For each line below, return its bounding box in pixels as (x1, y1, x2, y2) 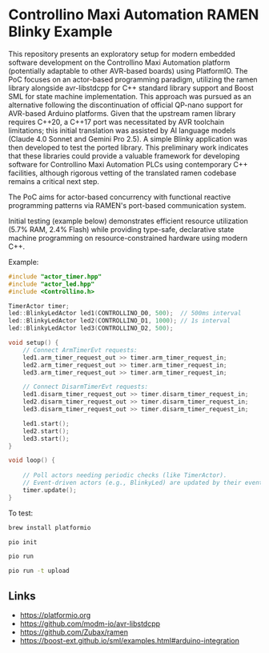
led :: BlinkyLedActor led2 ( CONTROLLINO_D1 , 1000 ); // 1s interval (8, 317, 231, 325)
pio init (8, 538, 38, 546)
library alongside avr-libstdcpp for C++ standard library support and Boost (8, 82, 255, 93)
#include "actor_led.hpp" (8, 280, 94, 288)
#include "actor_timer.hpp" (8, 272, 102, 281)
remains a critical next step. (8, 176, 100, 186)
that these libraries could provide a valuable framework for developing (8, 150, 240, 161)
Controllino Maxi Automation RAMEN (8, 6, 259, 24)
